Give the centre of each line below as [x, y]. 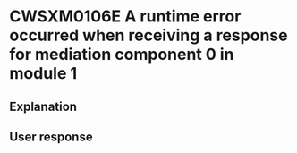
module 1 [43, 74]
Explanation [43, 106]
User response [51, 136]
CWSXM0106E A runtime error [125, 17]
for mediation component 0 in [122, 55]
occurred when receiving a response [148, 35]
